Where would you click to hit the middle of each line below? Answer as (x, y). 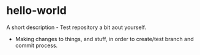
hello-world (37, 11)
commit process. (36, 45)
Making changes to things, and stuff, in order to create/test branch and (104, 39)
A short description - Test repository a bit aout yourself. (76, 27)
